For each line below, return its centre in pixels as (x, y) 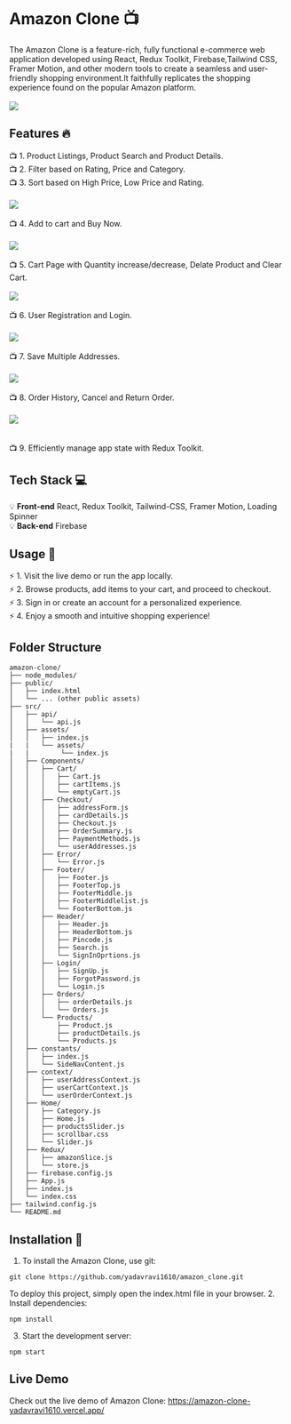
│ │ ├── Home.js (47, 1119)
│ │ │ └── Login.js (57, 987)
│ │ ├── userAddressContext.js (75, 1080)
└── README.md (35, 1212)
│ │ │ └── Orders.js (59, 1010)
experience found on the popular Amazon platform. (103, 87)
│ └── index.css (43, 1197)
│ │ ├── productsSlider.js (67, 1127)
